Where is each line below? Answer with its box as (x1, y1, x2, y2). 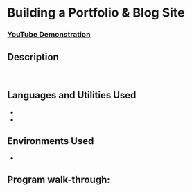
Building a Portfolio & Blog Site (7, 5, 185, 21)
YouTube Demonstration (7, 30, 91, 40)
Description (7, 51, 59, 63)
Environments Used (7, 135, 94, 147)
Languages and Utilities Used (7, 89, 137, 101)
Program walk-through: (7, 173, 111, 185)
